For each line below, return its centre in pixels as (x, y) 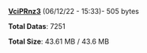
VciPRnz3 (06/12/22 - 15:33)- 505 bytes (74, 11)
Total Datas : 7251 (37, 26)
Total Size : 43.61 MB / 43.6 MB (58, 41)
